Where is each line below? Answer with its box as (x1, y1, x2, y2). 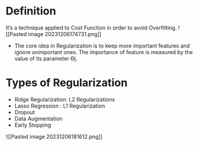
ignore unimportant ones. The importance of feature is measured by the (14, 48, 194, 55)
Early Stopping (14, 121, 52, 129)
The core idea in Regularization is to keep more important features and (14, 42, 191, 49)
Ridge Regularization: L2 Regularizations (14, 96, 115, 103)
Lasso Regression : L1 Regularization (14, 102, 106, 109)
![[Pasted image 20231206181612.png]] (5, 133, 103, 140)
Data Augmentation (14, 115, 63, 122)
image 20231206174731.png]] (28, 30, 102, 37)
